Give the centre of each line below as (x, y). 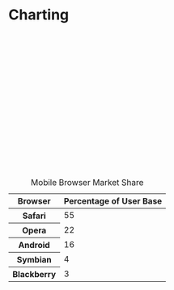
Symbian (34, 260)
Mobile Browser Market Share (87, 183)
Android (34, 246)
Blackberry (34, 275)
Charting (39, 15)
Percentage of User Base (113, 201)
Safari (34, 216)
